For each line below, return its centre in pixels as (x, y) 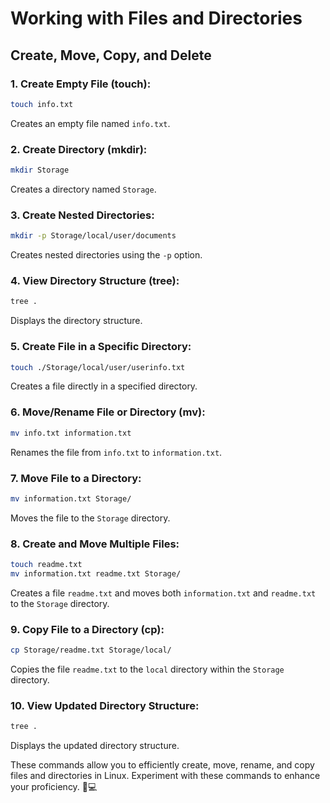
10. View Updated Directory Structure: (105, 705)
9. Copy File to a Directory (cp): (87, 629)
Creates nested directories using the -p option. (106, 255)
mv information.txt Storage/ (71, 498)
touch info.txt (42, 104)
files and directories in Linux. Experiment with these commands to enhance (165, 776)
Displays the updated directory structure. (95, 746)
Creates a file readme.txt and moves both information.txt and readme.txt (163, 593)
